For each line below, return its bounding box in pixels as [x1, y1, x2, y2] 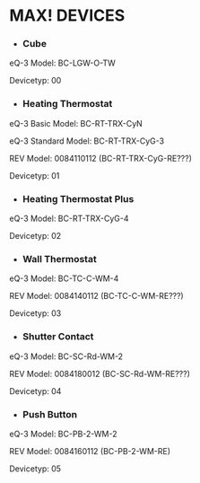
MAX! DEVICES [9, 5, 126, 26]
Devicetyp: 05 [9, 463, 61, 474]
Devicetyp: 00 [9, 75, 62, 86]
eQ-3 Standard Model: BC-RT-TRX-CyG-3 [9, 136, 164, 146]
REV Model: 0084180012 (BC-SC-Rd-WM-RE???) [9, 368, 191, 379]
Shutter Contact [22, 330, 94, 343]
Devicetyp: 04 [9, 385, 62, 396]
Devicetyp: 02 [9, 231, 62, 241]
